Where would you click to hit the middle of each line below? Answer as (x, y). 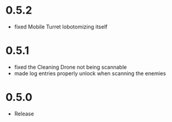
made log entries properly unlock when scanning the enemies (90, 73)
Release (24, 114)
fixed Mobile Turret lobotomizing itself (61, 27)
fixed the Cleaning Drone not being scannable (71, 67)
